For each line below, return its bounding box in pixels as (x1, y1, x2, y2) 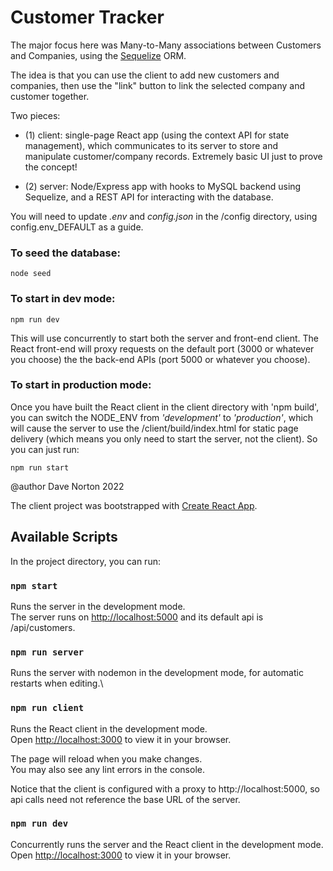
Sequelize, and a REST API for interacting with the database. (24, 191, 274, 203)
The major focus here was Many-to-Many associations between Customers (10, 39, 322, 51)
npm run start (10, 462, 70, 473)
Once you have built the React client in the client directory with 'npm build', (10, 401, 320, 413)
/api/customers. (10, 621, 76, 633)
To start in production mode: (10, 378, 152, 392)
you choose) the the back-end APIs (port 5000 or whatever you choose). (10, 353, 311, 365)
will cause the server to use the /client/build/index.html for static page (10, 422, 299, 434)
